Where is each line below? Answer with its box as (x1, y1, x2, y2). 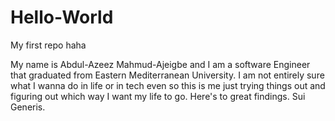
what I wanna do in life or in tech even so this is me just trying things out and (10, 79, 326, 91)
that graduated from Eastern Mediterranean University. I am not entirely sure (10, 69, 325, 81)
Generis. (10, 101, 46, 113)
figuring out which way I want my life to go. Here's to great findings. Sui (10, 90, 306, 102)
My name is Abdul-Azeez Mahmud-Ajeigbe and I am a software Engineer (10, 58, 311, 70)
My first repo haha (10, 39, 87, 51)
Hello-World (10, 6, 114, 29)
